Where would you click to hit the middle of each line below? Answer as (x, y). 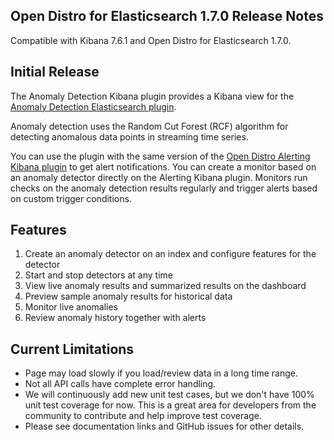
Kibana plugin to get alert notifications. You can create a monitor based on (163, 166)
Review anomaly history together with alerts (115, 318)
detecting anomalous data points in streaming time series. (129, 136)
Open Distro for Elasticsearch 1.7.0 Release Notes (167, 16)
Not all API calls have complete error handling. (120, 384)
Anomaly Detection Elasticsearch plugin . (93, 106)
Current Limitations (72, 349)
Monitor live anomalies (71, 307)
